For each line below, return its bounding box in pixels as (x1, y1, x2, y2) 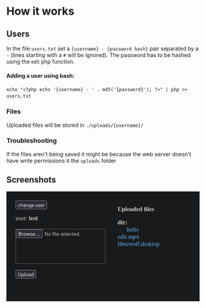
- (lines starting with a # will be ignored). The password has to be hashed (6, 51, 191, 59)
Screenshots (6, 175, 56, 185)
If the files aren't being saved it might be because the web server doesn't (6, 150, 192, 157)
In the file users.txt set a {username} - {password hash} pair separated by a (6, 45, 199, 52)
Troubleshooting (6, 137, 57, 145)
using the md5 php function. (6, 58, 75, 65)
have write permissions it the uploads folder (6, 157, 116, 164)
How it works (6, 4, 75, 18)
